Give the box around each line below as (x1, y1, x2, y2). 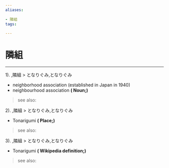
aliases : (5, 7, 24, 13)
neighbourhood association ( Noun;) (12, 87, 89, 93)
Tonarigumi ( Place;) (12, 118, 55, 124)
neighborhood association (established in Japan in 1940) (12, 82, 131, 88)
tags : (5, 21, 17, 27)
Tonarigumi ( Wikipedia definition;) (12, 148, 87, 154)
